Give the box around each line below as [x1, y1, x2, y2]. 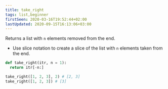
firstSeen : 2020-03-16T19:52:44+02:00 [5, 17, 87, 22]
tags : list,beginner [5, 12, 49, 17]
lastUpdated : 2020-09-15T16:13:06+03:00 [5, 21, 92, 27]
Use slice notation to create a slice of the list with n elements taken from [12, 45, 163, 51]
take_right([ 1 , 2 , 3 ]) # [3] [5, 79, 67, 84]
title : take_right [5, 7, 44, 13]
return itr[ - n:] [10, 65, 44, 70]
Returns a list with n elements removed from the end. [5, 35, 115, 41]
